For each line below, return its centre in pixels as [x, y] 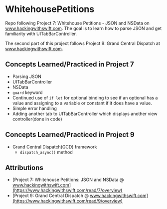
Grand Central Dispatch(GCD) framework [55, 146]
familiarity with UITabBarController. [41, 33]
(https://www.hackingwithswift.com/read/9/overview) [68, 201]
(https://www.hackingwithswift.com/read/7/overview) [67, 190]
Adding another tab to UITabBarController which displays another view [85, 113]
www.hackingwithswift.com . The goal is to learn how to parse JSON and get [83, 28]
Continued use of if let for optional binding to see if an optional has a [85, 97]
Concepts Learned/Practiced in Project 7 [70, 64]
